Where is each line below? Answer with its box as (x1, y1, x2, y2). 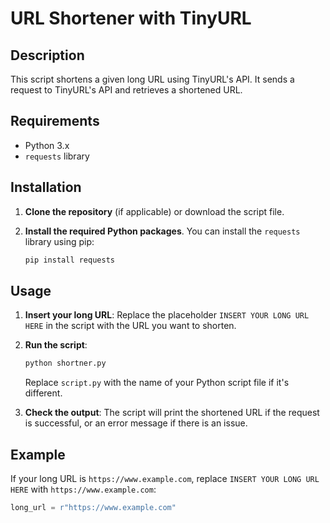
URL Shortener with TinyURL (10, 7, 252, 30)
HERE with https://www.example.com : (10, 483, 157, 495)
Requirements (10, 113, 100, 130)
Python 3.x (24, 139, 70, 151)
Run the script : (24, 339, 88, 351)
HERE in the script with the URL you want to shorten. (24, 320, 237, 332)
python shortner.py (24, 358, 107, 369)
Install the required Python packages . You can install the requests (24, 225, 301, 237)
